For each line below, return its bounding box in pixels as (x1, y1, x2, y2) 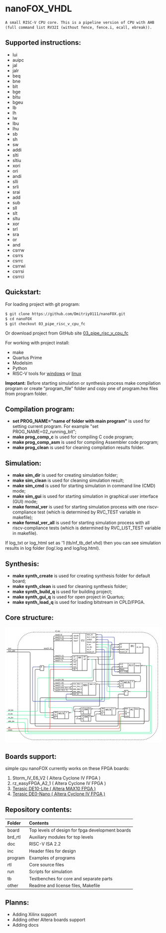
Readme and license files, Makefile (29, 882, 100, 888)
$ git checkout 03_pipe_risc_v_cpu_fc (5, 321, 85, 326)
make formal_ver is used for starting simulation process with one (12, 504, 146, 510)
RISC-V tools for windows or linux (12, 370, 82, 376)
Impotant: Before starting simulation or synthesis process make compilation (5, 380, 161, 386)
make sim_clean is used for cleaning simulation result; (12, 478, 124, 484)
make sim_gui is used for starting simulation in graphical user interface (12, 493, 158, 500)
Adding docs (12, 922, 39, 928)
